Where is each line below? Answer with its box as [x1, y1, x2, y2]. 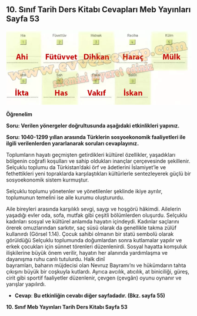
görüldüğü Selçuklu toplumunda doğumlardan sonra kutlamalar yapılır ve [6, 236, 182, 243]
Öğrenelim [6, 110, 32, 117]
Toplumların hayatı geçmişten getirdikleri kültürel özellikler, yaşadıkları [6, 151, 176, 158]
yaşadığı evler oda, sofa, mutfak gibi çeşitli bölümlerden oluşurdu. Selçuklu [6, 212, 188, 219]
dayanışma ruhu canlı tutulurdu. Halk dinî [6, 255, 105, 262]
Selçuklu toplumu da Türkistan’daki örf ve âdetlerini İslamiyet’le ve [6, 163, 166, 170]
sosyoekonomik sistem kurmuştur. [6, 176, 89, 183]
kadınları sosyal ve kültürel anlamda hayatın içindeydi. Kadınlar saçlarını [6, 218, 179, 225]
